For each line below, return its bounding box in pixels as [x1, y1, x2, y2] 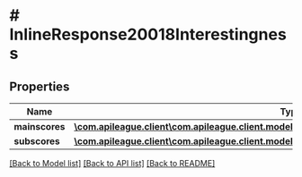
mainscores [13, 121, 66, 132]
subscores [13, 135, 60, 147]
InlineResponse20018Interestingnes [9, 24, 288, 45]
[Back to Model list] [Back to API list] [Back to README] [9, 158, 216, 168]
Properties [9, 79, 70, 94]
